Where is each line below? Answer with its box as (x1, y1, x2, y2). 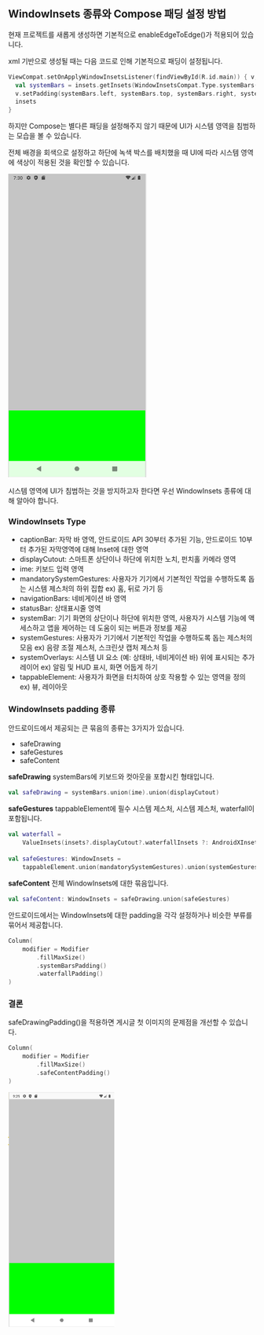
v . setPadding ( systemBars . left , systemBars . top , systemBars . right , (15, 90, 237, 97)
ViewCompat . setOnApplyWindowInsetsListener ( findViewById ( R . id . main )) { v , (8, 73, 258, 81)
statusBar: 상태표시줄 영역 (19, 603, 101, 613)
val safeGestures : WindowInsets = (8, 855, 122, 863)
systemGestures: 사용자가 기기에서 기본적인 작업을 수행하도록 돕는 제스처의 (19, 633, 253, 643)
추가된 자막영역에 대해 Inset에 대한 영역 (27, 545, 149, 554)
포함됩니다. (8, 813, 42, 823)
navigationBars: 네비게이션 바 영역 (19, 594, 127, 603)
